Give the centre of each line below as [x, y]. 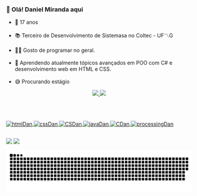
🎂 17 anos [26, 22]
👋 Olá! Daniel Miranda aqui [45, 9]
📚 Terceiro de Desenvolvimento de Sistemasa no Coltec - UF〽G [94, 35]
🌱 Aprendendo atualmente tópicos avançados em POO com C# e [93, 63]
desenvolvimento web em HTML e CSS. [63, 69]
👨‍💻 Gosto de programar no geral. [55, 50]
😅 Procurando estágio [42, 81]
